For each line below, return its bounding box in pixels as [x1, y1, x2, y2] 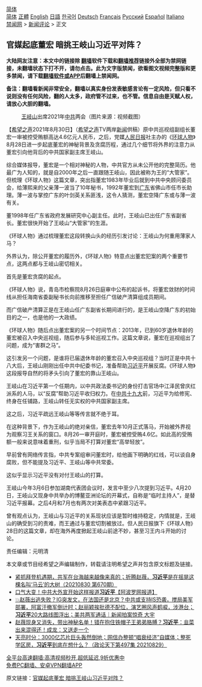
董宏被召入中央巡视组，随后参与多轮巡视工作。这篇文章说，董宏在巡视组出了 [6, 334, 196, 341]
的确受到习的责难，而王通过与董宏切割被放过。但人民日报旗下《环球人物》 [11, 519, 196, 526]
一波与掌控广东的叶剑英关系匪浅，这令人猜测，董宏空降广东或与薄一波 [22, 191, 196, 199]
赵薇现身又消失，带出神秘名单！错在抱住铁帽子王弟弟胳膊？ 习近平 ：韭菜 [14, 618, 194, 625]
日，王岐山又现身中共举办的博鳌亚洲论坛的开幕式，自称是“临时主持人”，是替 [6, 491, 195, 499]
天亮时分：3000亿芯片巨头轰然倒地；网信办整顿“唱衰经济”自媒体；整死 [14, 633, 191, 641]
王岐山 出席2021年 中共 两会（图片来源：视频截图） [21, 113, 144, 120]
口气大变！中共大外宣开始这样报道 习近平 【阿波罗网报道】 [14, 588, 158, 595]
